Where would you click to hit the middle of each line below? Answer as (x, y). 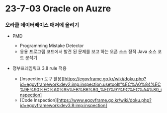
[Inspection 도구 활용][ (42, 79)
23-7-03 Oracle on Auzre (58, 9)
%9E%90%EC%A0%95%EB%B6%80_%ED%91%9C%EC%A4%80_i (91, 90)
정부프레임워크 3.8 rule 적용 (40, 68)
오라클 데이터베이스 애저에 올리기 (42, 25)
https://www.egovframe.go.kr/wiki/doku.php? (105, 100)
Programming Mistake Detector (52, 46)
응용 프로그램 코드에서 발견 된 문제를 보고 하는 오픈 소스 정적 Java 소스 (88, 52)
